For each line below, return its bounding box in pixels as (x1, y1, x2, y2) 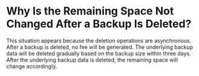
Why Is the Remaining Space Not (6, 4, 174, 18)
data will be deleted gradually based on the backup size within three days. (6, 49, 192, 57)
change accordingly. (6, 62, 57, 70)
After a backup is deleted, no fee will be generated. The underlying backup (6, 43, 194, 51)
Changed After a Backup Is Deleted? (6, 17, 192, 31)
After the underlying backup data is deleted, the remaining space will (6, 56, 178, 63)
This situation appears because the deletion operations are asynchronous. (6, 37, 192, 44)
